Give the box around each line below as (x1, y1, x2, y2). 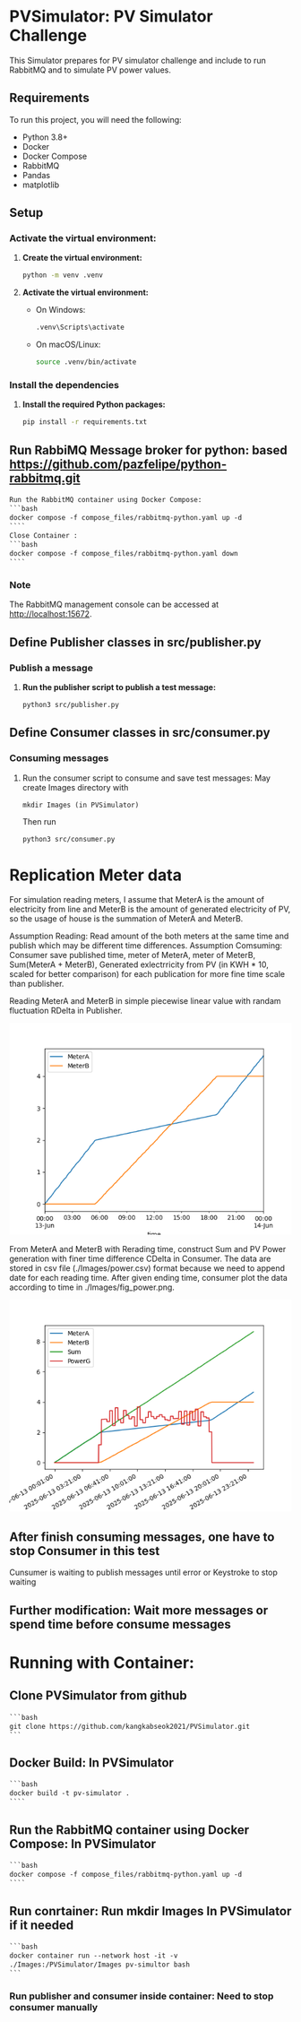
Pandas (21, 169, 51, 180)
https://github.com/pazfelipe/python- (9, 456, 228, 471)
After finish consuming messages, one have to (9, 1529, 275, 1544)
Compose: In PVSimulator (9, 1836, 157, 1852)
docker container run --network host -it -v (9, 1951, 178, 1960)
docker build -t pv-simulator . (9, 1789, 130, 1798)
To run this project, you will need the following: (9, 114, 182, 125)
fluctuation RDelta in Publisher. (9, 1006, 123, 1016)
